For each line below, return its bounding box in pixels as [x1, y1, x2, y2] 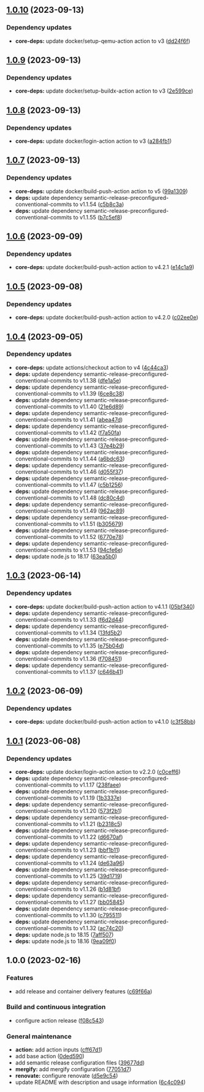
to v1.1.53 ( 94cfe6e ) [73, 546, 123, 554]
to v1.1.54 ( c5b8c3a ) [73, 200, 124, 208]
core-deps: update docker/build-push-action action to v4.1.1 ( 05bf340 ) [15, 603, 195, 610]
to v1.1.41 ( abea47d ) [73, 416, 123, 423]
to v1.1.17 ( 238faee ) [73, 781, 121, 788]
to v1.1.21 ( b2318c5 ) [73, 820, 123, 827]
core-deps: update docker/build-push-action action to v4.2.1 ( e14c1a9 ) [15, 264, 195, 271]
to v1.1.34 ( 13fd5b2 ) [73, 628, 123, 636]
